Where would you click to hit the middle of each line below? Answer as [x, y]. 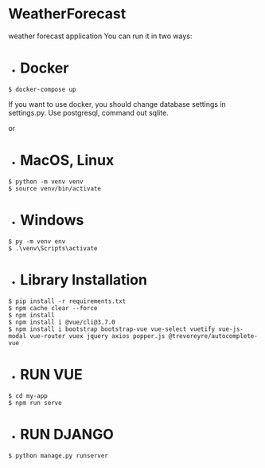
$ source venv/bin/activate [55, 188]
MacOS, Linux [67, 161]
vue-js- [231, 329]
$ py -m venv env [37, 241]
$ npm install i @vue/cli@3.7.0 [62, 322]
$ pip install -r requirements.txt [67, 301]
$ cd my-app [28, 395]
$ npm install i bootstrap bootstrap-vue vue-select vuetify [112, 329]
